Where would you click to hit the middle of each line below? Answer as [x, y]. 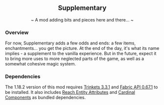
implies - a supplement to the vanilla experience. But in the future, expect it [81, 54]
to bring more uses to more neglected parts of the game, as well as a [75, 59]
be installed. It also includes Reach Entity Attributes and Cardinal [70, 92]
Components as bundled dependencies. [45, 98]
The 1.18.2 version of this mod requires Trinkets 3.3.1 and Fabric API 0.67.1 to [82, 87]
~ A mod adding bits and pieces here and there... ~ [82, 20]
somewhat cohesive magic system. [40, 64]
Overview [17, 32]
